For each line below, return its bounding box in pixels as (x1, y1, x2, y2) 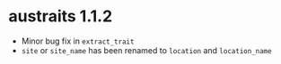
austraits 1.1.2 (8, 6, 113, 27)
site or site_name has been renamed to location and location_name (21, 44, 272, 55)
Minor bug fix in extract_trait (21, 36, 135, 46)
